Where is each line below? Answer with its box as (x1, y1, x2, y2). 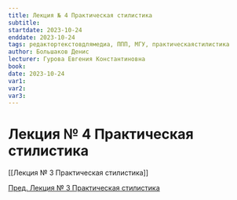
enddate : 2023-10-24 (8, 33, 76, 42)
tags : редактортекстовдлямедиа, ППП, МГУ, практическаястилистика (8, 41, 230, 49)
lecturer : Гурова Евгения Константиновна (8, 56, 146, 64)
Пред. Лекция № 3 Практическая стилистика (8, 184, 161, 193)
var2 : (8, 84, 26, 93)
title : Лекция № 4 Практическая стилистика (8, 11, 153, 20)
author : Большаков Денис (8, 48, 89, 56)
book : (8, 63, 26, 71)
